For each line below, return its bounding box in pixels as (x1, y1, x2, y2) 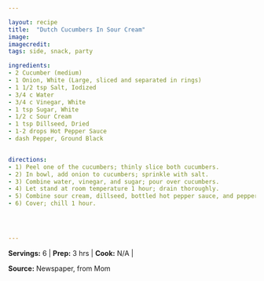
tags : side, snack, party (8, 48, 93, 56)
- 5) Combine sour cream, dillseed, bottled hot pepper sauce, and (8, 192, 234, 200)
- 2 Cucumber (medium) (8, 69, 82, 77)
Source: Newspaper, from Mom (8, 264, 112, 273)
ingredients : (8, 62, 51, 70)
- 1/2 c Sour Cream (8, 113, 72, 121)
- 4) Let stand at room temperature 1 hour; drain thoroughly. (8, 185, 220, 193)
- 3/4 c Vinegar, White (8, 98, 86, 106)
